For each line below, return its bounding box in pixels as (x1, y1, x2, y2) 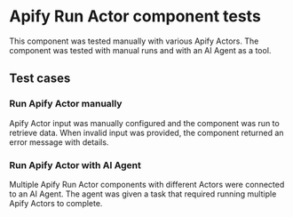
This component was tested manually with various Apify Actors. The (9, 36, 259, 46)
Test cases (9, 71, 71, 86)
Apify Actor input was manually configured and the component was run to (9, 117, 280, 128)
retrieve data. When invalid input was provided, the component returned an (9, 127, 284, 138)
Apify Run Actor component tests (9, 6, 262, 27)
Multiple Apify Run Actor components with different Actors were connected (9, 179, 285, 189)
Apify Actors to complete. (9, 197, 103, 208)
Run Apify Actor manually (9, 98, 123, 110)
